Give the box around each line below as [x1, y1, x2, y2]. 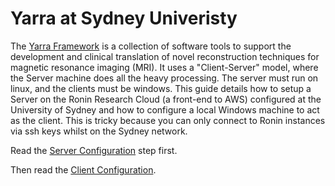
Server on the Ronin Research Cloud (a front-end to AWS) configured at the [10, 93, 322, 105]
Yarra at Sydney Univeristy [10, 7, 238, 30]
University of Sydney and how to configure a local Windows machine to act [10, 103, 320, 116]
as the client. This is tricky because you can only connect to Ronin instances [10, 114, 326, 126]
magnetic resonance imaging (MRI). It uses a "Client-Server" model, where [10, 61, 319, 73]
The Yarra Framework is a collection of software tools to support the [10, 40, 292, 52]
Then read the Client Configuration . [10, 163, 157, 176]
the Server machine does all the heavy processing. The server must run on [10, 72, 319, 84]
